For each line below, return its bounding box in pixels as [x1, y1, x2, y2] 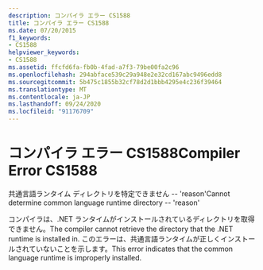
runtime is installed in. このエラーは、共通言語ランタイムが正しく [8, 233, 221, 243]
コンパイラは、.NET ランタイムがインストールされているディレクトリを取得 [8, 214, 256, 223]
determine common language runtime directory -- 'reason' [8, 198, 200, 207]
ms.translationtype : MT [8, 85, 87, 94]
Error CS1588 [8, 162, 98, 179]
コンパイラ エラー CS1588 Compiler [8, 145, 241, 163]
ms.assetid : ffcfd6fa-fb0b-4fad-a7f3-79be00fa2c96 [8, 64, 180, 71]
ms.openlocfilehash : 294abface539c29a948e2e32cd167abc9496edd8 [8, 71, 222, 79]
